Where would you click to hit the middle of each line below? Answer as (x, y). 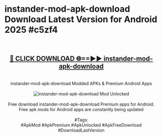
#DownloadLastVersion (81, 130)
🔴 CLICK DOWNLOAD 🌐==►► (56, 59)
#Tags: (81, 120)
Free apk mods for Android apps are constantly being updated (81, 109)
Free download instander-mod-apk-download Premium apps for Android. (81, 104)
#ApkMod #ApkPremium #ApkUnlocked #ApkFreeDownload (81, 125)
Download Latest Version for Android (81, 19)
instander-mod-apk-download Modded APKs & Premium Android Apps (81, 83)
